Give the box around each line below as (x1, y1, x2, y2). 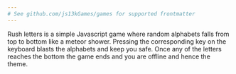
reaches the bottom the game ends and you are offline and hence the (7, 52, 211, 61)
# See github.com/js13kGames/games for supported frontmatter (7, 10, 195, 18)
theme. (7, 59, 28, 68)
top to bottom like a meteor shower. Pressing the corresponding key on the (7, 37, 227, 46)
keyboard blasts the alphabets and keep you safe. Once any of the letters (7, 44, 222, 53)
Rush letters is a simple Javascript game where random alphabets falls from (7, 30, 230, 38)
